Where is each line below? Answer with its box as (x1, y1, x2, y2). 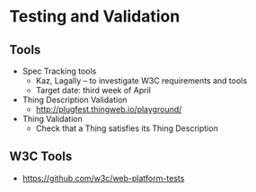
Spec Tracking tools (22, 65, 97, 76)
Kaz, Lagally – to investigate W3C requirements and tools (35, 75, 248, 86)
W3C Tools (9, 149, 73, 164)
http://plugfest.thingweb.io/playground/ (35, 104, 182, 114)
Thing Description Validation (22, 94, 128, 105)
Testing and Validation (9, 6, 181, 27)
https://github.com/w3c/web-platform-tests (22, 172, 185, 183)
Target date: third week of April (35, 85, 151, 95)
